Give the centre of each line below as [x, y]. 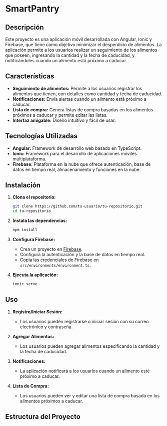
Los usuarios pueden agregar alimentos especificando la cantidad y [90, 346]
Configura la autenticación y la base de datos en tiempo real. [82, 255]
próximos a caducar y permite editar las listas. [60, 115]
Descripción [24, 27]
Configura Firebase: [34, 240]
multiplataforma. [29, 159]
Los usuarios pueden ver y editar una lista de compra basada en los [90, 395]
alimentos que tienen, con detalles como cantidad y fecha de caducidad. [87, 94]
